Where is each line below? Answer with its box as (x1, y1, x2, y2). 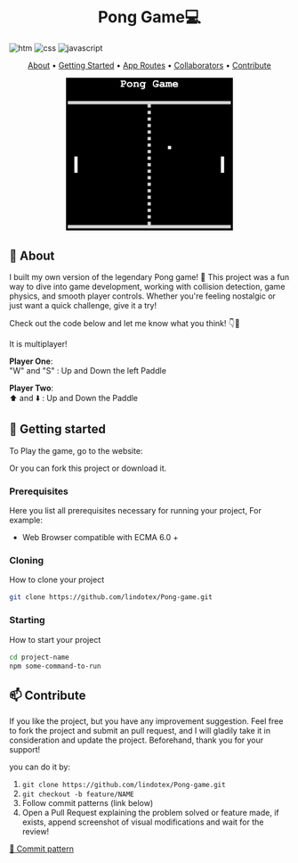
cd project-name (9, 653, 69, 662)
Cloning (9, 555, 44, 566)
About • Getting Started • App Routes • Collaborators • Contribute (28, 60, 271, 70)
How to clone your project (9, 574, 105, 585)
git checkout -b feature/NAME (21, 790, 135, 799)
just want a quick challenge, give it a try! (9, 300, 157, 310)
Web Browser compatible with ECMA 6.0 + (21, 532, 179, 543)
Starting (9, 614, 46, 627)
